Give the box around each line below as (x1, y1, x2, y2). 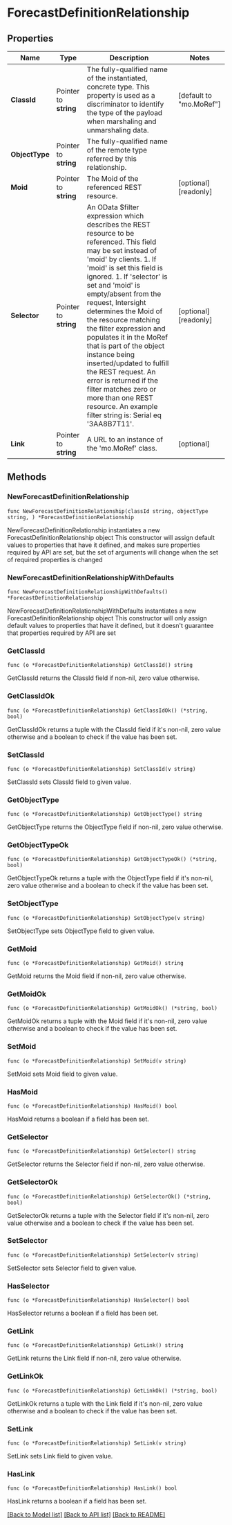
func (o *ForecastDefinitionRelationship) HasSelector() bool (7, 1297, 190, 1304)
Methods (7, 471, 47, 483)
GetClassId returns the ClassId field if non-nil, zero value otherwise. (7, 674, 200, 682)
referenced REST (86, 182, 142, 192)
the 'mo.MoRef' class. (86, 444, 157, 453)
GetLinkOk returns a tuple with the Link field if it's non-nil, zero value (7, 1399, 203, 1408)
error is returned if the (86, 376, 159, 385)
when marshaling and (86, 116, 157, 126)
